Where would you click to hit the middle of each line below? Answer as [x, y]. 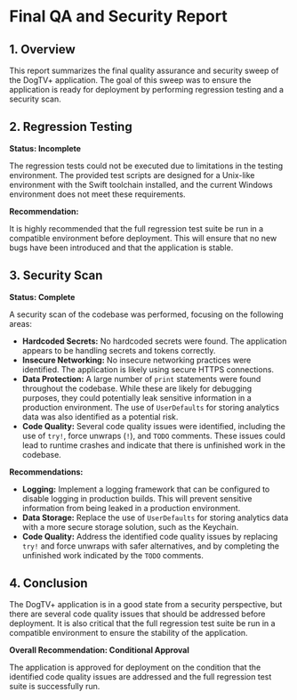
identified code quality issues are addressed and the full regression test [140, 677]
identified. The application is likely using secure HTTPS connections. [148, 369]
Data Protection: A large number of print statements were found [141, 378]
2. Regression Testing [71, 127]
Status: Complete [42, 297]
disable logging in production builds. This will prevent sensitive [137, 498]
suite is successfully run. [55, 687]
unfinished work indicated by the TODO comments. [113, 555]
